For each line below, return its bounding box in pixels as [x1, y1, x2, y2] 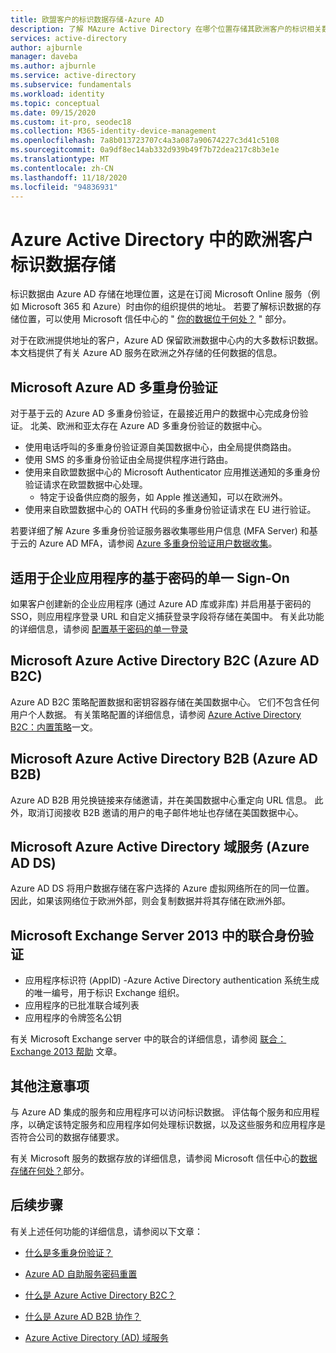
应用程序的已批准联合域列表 [24, 999, 140, 1011]
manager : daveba [10, 52, 78, 62]
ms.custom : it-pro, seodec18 [10, 117, 132, 127]
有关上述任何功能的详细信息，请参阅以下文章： [10, 1225, 203, 1237]
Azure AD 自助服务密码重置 [24, 1267, 138, 1280]
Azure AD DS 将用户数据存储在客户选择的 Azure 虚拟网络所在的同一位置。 [10, 882, 315, 895]
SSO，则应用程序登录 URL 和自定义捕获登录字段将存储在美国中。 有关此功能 [10, 610, 325, 622]
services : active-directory [10, 33, 128, 43]
